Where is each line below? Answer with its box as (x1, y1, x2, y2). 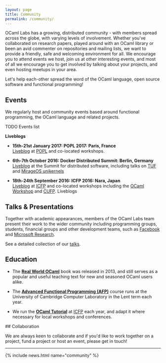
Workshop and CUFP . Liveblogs (12, 188, 78, 194)
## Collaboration (5, 323, 40, 329)
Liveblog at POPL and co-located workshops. (12, 148, 105, 154)
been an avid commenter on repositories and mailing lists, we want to (5, 45, 147, 52)
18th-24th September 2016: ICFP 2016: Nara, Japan (12, 178, 121, 184)
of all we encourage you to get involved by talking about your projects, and (5, 61, 158, 67)
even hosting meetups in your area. (5, 67, 78, 73)
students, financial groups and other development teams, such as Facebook (5, 226, 160, 232)
